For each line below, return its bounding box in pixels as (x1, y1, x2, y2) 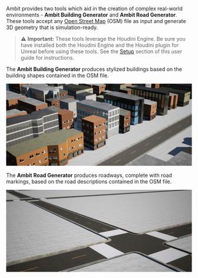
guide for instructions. (20, 54, 75, 61)
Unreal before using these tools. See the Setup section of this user (20, 48, 183, 55)
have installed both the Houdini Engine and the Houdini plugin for (20, 41, 179, 49)
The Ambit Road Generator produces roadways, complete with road (6, 172, 173, 179)
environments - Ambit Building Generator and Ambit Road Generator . (6, 11, 177, 18)
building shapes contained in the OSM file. (6, 72, 109, 79)
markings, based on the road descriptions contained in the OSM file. (6, 177, 172, 185)
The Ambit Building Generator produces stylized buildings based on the (6, 66, 183, 73)
